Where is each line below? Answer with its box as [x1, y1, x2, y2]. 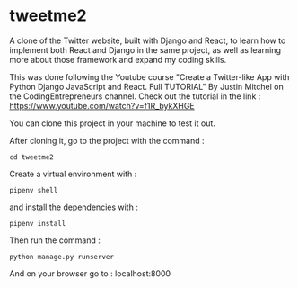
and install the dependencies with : [9, 202, 139, 212]
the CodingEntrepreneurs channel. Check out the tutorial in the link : [9, 91, 261, 102]
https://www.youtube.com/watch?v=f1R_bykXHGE [9, 100, 195, 111]
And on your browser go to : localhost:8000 [9, 267, 171, 279]
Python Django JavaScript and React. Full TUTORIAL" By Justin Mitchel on [9, 81, 285, 92]
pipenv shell [9, 185, 58, 194]
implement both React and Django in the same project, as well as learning [9, 44, 281, 55]
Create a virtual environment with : [9, 168, 137, 179]
